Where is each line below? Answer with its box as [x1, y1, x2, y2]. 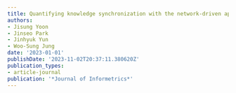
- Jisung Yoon [7, 23, 49, 30]
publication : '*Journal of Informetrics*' [7, 75, 133, 83]
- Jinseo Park [7, 29, 49, 37]
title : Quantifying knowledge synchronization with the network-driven [7, 10, 221, 17]
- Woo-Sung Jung [7, 43, 55, 50]
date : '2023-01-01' [7, 50, 65, 57]
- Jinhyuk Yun [7, 36, 49, 43]
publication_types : [7, 62, 65, 69]
